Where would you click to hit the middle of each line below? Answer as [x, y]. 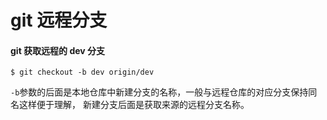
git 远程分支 [59, 20]
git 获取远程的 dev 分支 [58, 50]
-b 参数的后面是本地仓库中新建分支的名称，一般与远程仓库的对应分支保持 [159, 92]
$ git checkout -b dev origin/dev [82, 72]
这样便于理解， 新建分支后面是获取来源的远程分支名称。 [134, 105]
